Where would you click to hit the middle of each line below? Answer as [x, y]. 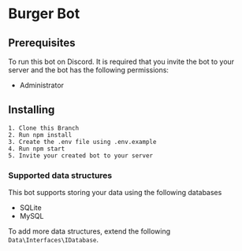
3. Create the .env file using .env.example [82, 142]
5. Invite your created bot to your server [81, 155]
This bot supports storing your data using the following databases [115, 193]
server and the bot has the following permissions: [89, 70]
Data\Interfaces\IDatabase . [54, 240]
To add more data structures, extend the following [89, 231]
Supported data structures [60, 175]
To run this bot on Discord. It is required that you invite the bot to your [121, 61]
